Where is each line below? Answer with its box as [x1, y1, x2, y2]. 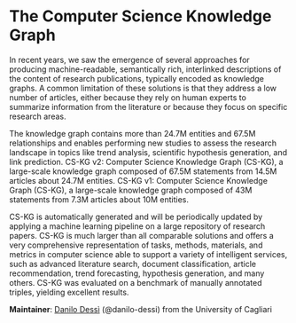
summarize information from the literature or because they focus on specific [9, 101, 288, 112]
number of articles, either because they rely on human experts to [9, 91, 246, 103]
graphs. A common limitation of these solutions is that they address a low [9, 83, 277, 93]
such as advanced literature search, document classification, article [9, 258, 257, 269]
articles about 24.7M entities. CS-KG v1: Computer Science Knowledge [9, 175, 269, 185]
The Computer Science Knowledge [9, 6, 272, 27]
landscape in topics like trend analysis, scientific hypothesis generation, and [9, 146, 288, 157]
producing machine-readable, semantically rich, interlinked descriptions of [9, 64, 282, 75]
